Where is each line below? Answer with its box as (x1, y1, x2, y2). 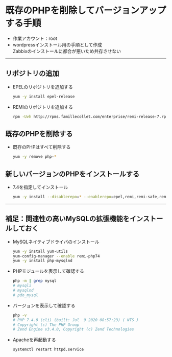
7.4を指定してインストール (12, 184, 68, 190)
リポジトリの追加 (5, 69, 59, 78)
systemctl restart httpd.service (12, 347, 84, 352)
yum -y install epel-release (12, 94, 75, 99)
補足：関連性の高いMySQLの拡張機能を (5, 215, 130, 223)
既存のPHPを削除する (5, 129, 73, 138)
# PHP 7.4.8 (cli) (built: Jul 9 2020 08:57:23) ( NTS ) (12, 317, 139, 322)
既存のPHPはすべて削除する (12, 144, 71, 150)
